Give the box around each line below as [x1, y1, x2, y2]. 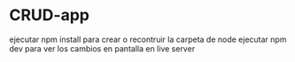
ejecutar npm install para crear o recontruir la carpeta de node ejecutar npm [9, 34, 287, 45]
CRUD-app [9, 5, 90, 25]
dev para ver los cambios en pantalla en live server [9, 43, 196, 53]
